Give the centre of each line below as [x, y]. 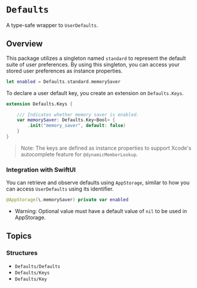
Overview [25, 44]
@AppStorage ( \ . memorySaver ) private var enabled [67, 200]
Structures [22, 253]
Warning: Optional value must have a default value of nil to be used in [101, 211]
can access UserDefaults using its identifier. [60, 189]
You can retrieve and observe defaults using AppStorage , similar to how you [98, 183]
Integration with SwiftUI [41, 169]
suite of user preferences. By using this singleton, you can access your [93, 64]
